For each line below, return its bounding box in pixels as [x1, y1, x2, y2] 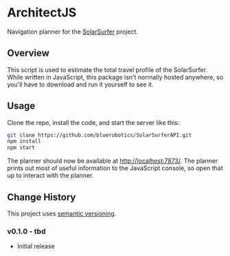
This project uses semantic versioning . [7, 209, 117, 218]
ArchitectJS [7, 5, 77, 21]
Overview [7, 47, 50, 59]
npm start [7, 144, 36, 152]
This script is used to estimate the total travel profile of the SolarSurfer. [7, 65, 208, 73]
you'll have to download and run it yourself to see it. [7, 80, 154, 89]
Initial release [16, 242, 55, 251]
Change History [7, 191, 76, 203]
